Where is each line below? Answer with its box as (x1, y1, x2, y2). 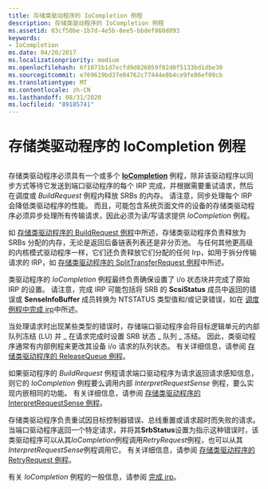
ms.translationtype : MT (8, 78, 88, 86)
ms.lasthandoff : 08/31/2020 (8, 93, 102, 101)
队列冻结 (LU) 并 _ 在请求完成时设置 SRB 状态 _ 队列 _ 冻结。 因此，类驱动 (8, 331, 250, 341)
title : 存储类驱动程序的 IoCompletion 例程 (8, 11, 144, 20)
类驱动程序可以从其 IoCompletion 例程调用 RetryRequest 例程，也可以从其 (8, 435, 243, 444)
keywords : (8, 34, 41, 42)
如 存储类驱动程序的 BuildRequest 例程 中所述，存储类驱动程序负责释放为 (8, 227, 246, 237)
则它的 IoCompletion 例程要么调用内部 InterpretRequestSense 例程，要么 (8, 378, 247, 388)
